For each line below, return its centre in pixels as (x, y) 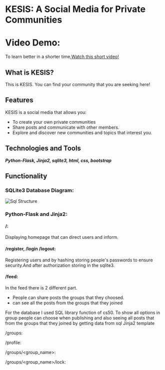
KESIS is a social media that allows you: (46, 112)
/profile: (13, 342)
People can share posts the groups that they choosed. (68, 297)
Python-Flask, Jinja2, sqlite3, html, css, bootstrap (58, 160)
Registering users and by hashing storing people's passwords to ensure (79, 260)
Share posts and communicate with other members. (66, 127)
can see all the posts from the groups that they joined (67, 303)
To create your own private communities (54, 122)
